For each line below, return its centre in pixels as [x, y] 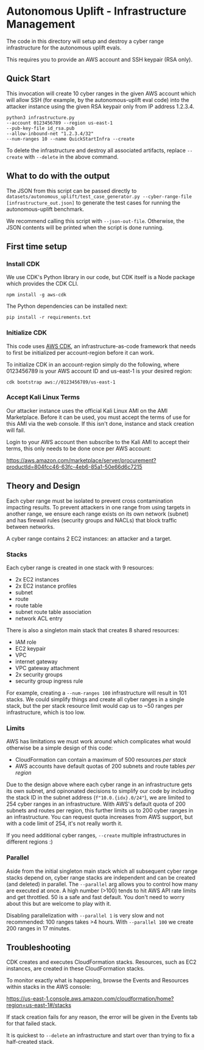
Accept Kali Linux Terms [43, 397]
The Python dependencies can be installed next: [67, 306]
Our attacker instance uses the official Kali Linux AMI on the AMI [87, 410]
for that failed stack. [31, 1024]
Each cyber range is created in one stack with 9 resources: [80, 567]
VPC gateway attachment [47, 668]
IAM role [26, 642]
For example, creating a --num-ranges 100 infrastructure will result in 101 [97, 693]
